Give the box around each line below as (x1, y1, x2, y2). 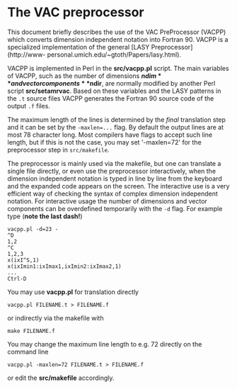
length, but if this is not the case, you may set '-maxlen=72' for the (7, 137, 202, 146)
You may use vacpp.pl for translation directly (7, 288, 139, 296)
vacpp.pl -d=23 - (7, 225, 59, 232)
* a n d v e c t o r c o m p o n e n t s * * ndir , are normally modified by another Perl (7, 79, 216, 87)
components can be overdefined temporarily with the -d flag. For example (7, 204, 223, 213)
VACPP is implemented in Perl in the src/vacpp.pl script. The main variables (7, 64, 229, 72)
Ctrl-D (7, 275, 27, 282)
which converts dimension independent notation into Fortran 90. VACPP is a (7, 35, 229, 43)
